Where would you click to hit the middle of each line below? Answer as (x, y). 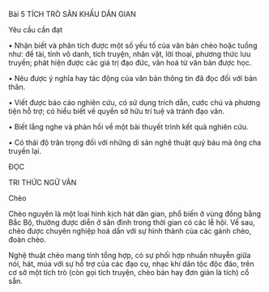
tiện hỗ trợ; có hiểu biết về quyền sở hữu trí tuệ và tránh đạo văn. (117, 111)
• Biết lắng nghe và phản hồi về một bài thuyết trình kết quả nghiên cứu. (128, 127)
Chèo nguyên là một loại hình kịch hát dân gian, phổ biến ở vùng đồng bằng (135, 214)
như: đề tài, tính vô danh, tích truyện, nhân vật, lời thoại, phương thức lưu (130, 54)
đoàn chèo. (28, 239)
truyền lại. (25, 151)
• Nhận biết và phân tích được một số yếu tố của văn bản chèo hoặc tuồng (133, 45)
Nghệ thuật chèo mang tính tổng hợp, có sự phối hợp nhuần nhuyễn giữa (130, 255)
